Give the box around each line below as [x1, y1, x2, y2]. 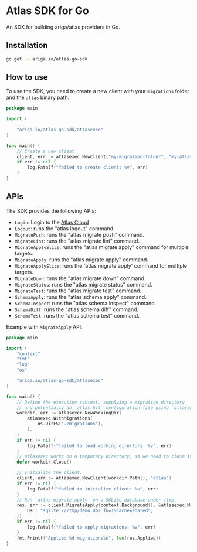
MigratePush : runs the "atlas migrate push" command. [14, 231, 145, 238]
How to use [6, 72, 48, 83]
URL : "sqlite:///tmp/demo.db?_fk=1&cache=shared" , [27, 508, 154, 514]
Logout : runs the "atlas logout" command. [14, 224, 116, 232]
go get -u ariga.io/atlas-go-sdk [6, 56, 88, 62]
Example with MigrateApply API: [6, 323, 83, 330]
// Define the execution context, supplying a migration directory [16, 399, 185, 405]
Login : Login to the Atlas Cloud [14, 219, 89, 226]
